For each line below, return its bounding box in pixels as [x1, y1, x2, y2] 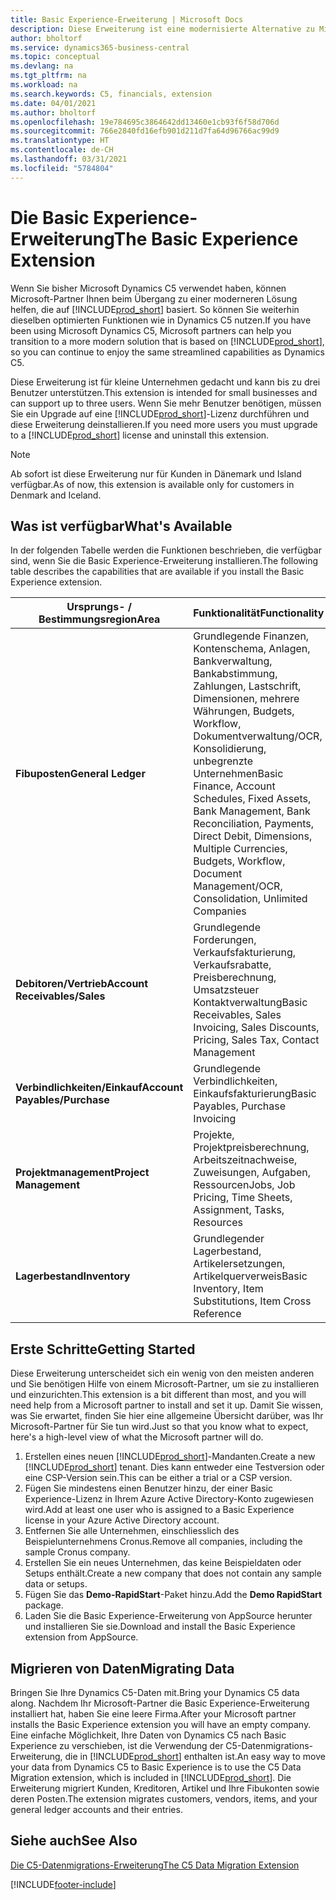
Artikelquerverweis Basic [193, 1269, 308, 1283]
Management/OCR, [193, 879, 283, 893]
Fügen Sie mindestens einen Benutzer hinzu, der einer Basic [24, 1482, 273, 1495]
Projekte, [193, 1128, 235, 1142]
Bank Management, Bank [193, 804, 311, 818]
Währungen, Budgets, [193, 704, 295, 718]
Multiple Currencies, [193, 842, 288, 856]
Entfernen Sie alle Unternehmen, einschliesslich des [24, 1525, 240, 1537]
